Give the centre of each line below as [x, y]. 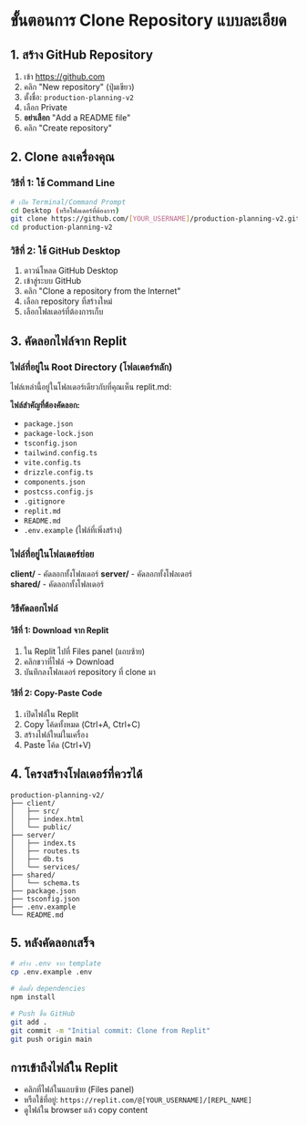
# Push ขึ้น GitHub [43, 1014]
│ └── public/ [41, 827]
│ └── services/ [45, 867]
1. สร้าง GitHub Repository [82, 54]
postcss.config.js [58, 492]
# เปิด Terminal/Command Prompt [68, 202]
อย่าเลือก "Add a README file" [77, 118]
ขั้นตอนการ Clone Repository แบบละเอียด [148, 21]
